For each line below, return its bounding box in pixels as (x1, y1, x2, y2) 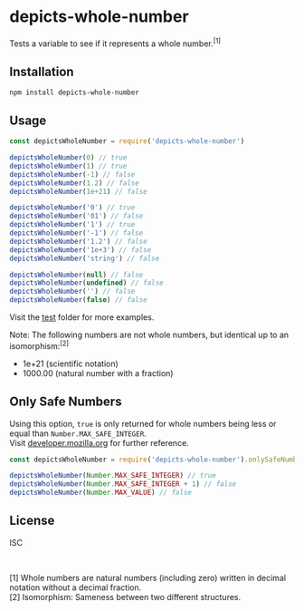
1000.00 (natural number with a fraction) (22, 367, 174, 378)
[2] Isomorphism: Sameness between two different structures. (9, 591, 242, 602)
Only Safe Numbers (9, 394, 122, 410)
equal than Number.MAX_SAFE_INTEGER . (9, 428, 147, 439)
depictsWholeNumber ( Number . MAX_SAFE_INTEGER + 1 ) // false (9, 480, 237, 489)
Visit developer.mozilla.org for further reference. (9, 437, 190, 448)
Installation (9, 63, 74, 79)
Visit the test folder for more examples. (9, 312, 155, 323)
